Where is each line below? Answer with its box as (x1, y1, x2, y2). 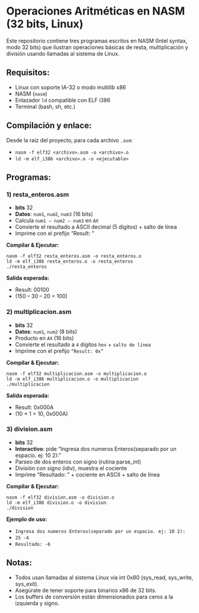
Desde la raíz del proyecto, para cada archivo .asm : (6, 136, 133, 143)
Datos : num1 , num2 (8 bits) (14, 328, 77, 335)
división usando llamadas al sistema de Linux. (6, 50, 120, 57)
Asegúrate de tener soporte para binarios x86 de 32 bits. (14, 586, 157, 594)
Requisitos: (6, 68, 50, 78)
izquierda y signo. (14, 599, 60, 606)
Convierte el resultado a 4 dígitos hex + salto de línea (14, 341, 151, 348)
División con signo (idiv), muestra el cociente (14, 464, 127, 471)
